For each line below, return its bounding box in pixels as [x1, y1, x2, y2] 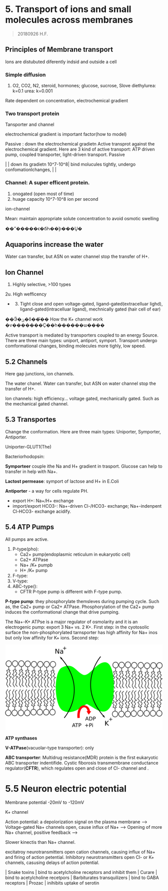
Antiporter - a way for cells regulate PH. [5, 488, 88, 494]
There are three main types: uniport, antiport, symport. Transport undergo [5, 338, 157, 344]
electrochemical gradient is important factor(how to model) [5, 131, 127, 137]
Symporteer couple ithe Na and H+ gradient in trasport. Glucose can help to [5, 463, 162, 469]
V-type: [12, 578, 28, 584]
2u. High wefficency [5, 291, 46, 297]
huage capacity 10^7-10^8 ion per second [12, 196, 98, 202]
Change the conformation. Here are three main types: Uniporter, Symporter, [5, 428, 161, 434]
